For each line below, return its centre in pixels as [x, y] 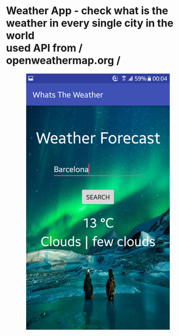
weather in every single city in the [90, 23]
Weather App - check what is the [87, 11]
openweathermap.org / [63, 61]
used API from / [44, 48]
